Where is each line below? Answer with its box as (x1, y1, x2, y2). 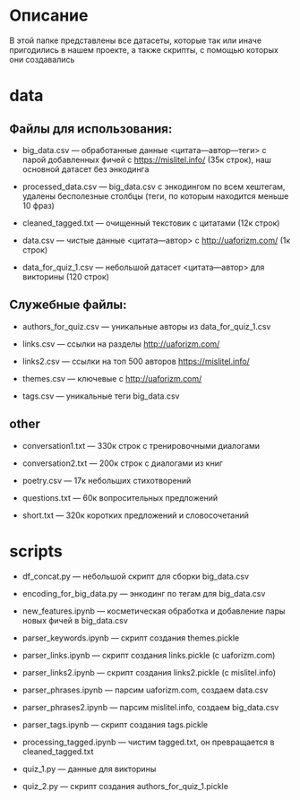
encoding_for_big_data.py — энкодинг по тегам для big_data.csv (21, 588, 266, 598)
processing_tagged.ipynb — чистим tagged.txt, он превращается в (21, 736, 275, 747)
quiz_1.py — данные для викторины (21, 763, 157, 774)
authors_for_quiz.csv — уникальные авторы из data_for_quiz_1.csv (21, 321, 271, 331)
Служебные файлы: (9, 297, 127, 313)
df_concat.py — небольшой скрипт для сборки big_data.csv (21, 571, 249, 581)
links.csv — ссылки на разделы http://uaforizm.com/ (21, 338, 220, 349)
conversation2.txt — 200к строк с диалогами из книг (21, 458, 224, 469)
